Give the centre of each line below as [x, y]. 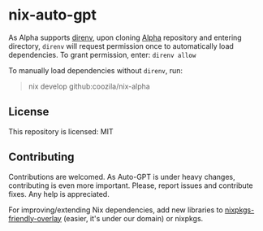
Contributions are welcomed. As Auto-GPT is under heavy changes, [122, 177]
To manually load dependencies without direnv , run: [96, 70]
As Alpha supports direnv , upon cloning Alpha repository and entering [125, 37]
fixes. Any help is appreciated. [59, 194]
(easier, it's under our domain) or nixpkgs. [134, 218]
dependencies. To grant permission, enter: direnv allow [102, 54]
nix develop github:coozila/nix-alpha [89, 86]
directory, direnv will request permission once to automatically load [121, 46]
